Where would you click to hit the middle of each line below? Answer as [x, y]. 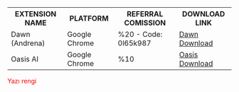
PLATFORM [89, 18]
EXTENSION [36, 14]
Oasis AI [25, 59]
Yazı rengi [22, 81]
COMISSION [145, 23]
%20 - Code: [140, 34]
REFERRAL [145, 14]
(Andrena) [28, 43]
